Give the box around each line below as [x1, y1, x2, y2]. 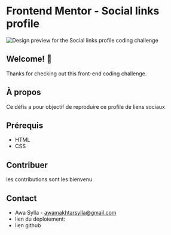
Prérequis [6, 120, 44, 130]
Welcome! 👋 [6, 54, 52, 64]
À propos [6, 87, 41, 97]
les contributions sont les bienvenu [6, 176, 93, 183]
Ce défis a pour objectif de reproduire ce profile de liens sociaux [6, 103, 166, 110]
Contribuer [6, 160, 48, 170]
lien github [14, 222, 41, 228]
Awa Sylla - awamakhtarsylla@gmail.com [14, 209, 117, 216]
